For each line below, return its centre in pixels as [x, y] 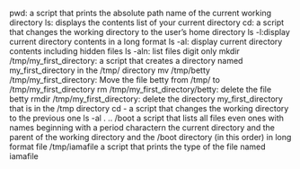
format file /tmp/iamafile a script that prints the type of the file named [138, 147]
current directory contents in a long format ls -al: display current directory [146, 41]
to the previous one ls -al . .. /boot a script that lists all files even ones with [147, 118]
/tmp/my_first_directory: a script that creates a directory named [126, 61]
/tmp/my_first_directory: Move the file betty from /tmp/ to [115, 80]
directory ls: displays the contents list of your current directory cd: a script [147, 22]
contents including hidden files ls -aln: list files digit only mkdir [125, 51]
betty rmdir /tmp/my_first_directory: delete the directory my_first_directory [146, 99]
